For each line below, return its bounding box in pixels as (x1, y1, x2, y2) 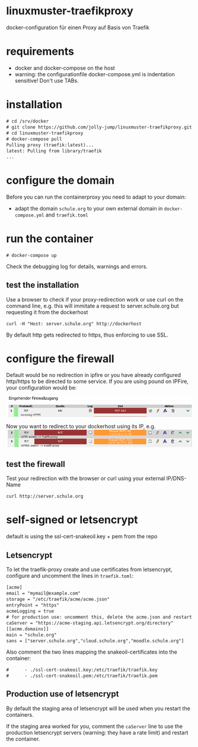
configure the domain (6, 174, 114, 187)
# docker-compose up (6, 252, 58, 258)
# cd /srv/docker (6, 118, 49, 124)
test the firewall (6, 459, 65, 469)
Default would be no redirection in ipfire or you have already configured (6, 372, 181, 379)
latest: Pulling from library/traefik (6, 147, 102, 154)
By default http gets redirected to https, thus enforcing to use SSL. (6, 331, 168, 338)
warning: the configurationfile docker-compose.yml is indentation (14, 70, 175, 78)
